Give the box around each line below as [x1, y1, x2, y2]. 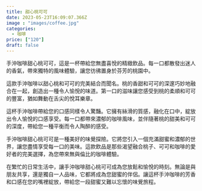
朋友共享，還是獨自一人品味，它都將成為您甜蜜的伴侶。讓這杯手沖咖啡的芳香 [6, 171, 196, 178]
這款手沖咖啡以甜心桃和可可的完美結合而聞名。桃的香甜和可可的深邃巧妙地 [6, 79, 191, 87]
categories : [6, 25, 36, 32]
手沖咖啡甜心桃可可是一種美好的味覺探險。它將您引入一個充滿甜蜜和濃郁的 [6, 135, 191, 142]
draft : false [6, 43, 39, 49]
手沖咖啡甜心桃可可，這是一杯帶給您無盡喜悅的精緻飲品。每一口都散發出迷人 [6, 59, 196, 67]
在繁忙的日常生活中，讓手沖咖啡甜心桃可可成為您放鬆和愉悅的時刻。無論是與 [6, 163, 196, 170]
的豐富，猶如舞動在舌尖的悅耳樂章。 [6, 94, 96, 102]
